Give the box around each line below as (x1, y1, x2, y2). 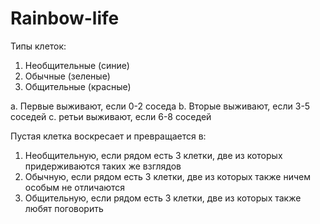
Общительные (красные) (24, 80, 132, 92)
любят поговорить (24, 202, 104, 214)
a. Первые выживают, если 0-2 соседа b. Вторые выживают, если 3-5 (10, 100, 311, 112)
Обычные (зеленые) (24, 70, 111, 82)
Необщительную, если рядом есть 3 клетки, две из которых (24, 149, 283, 161)
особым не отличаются (24, 181, 126, 193)
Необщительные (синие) (24, 59, 130, 71)
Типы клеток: (10, 40, 67, 52)
